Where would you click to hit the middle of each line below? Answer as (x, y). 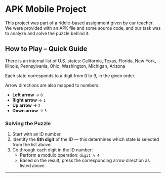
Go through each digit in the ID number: (52, 150)
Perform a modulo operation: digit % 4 (60, 155)
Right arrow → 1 (29, 100)
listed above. (33, 166)
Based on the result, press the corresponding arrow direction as (85, 160)
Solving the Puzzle (28, 123)
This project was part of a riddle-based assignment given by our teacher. (80, 23)
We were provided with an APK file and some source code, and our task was (83, 28)
